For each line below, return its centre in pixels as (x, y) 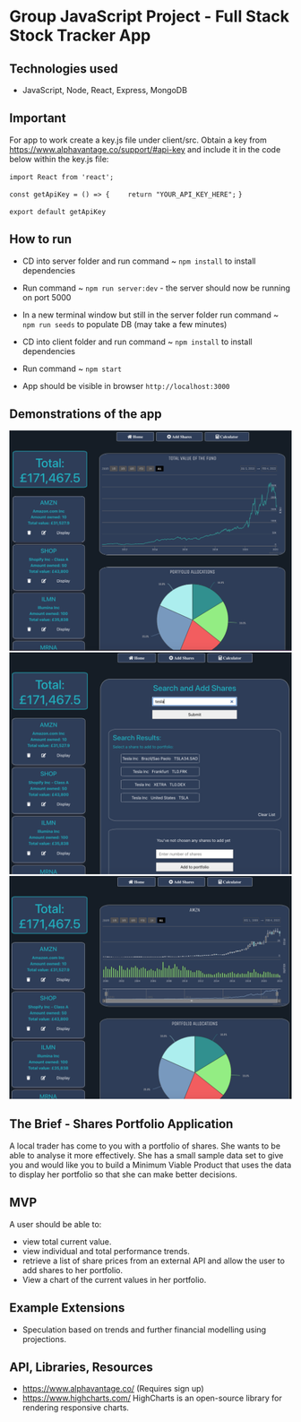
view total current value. (67, 1241)
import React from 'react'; (62, 177)
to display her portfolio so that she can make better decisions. (123, 1174)
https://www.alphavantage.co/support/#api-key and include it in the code (145, 149)
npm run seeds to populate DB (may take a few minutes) (125, 324)
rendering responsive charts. (76, 1408)
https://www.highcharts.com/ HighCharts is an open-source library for (152, 1398)
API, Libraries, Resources (82, 1367)
